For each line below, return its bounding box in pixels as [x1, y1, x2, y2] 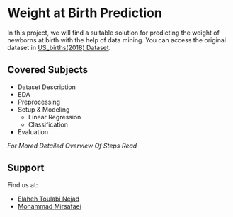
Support [7, 162, 45, 174]
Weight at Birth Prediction [7, 5, 163, 21]
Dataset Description [17, 83, 76, 91]
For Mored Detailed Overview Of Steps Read [7, 141, 137, 150]
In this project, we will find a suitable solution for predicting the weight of [7, 28, 220, 37]
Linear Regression [28, 112, 81, 121]
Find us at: [7, 180, 38, 189]
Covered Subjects [7, 64, 89, 76]
